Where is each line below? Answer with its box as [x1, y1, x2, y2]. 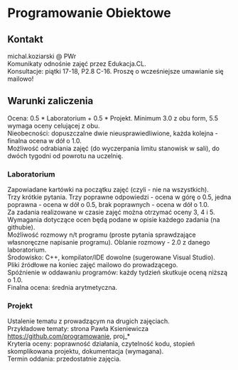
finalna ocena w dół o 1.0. [7, 136, 82, 145]
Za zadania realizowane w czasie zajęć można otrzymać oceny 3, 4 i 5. [7, 208, 215, 217]
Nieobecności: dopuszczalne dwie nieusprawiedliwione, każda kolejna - [7, 129, 218, 138]
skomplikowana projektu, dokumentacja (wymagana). [7, 347, 164, 356]
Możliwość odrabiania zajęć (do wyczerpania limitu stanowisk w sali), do [7, 144, 220, 152]
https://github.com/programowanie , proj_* [7, 332, 131, 341]
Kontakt [7, 33, 44, 45]
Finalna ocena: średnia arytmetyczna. [7, 284, 118, 292]
